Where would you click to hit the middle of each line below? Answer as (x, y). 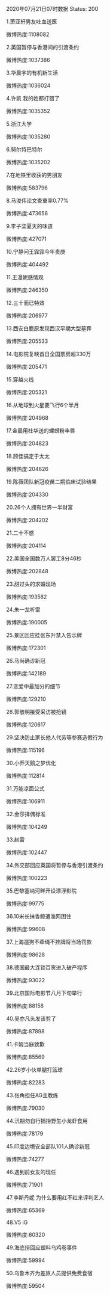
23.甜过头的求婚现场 (31, 584)
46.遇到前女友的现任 (31, 1172)
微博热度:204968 (27, 418)
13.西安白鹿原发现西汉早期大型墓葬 (49, 328)
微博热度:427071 (26, 239)
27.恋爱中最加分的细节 (33, 686)
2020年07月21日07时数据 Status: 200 (52, 9)
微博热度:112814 (26, 776)
